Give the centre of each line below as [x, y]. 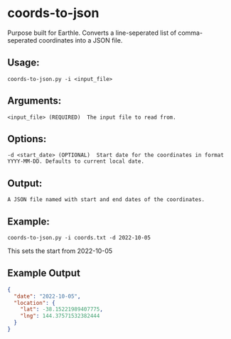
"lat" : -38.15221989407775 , [61, 310]
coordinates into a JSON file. [81, 40]
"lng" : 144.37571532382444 [60, 316]
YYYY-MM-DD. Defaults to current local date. [76, 161]
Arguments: [34, 101]
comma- [190, 33]
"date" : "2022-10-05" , [47, 296]
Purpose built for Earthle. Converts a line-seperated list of [92, 33]
